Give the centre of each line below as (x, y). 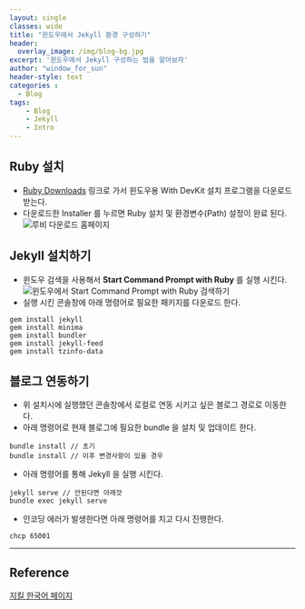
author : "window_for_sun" (58, 69)
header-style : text (46, 77)
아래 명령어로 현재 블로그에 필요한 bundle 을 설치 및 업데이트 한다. (139, 427)
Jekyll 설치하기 (50, 256)
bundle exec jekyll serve (58, 501)
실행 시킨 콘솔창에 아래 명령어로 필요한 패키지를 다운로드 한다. (132, 302)
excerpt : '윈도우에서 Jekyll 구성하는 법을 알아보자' (99, 60)
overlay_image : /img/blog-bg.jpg (81, 52)
